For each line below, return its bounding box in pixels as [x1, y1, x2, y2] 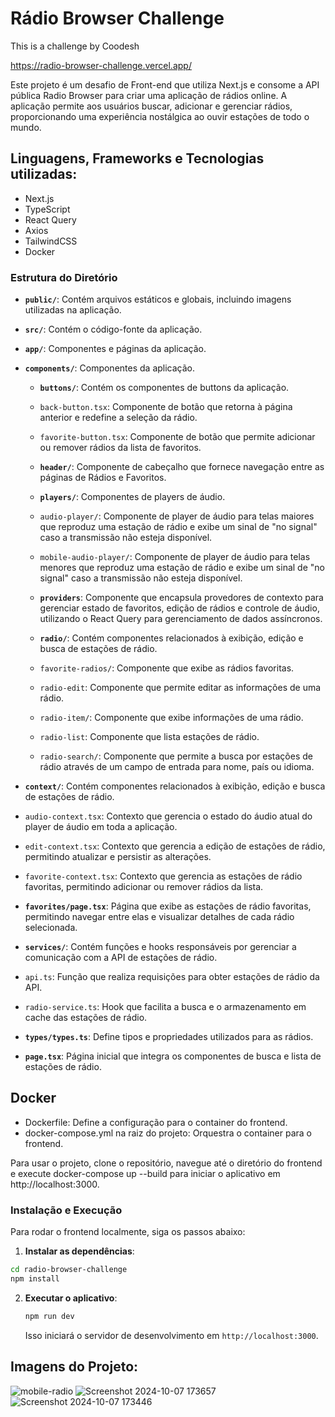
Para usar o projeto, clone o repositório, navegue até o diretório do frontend [10, 1157, 323, 1169]
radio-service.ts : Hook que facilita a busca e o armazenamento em [24, 1001, 307, 1013]
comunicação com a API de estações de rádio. [24, 952, 218, 964]
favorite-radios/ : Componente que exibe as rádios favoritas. [39, 662, 295, 674]
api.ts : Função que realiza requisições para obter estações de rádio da [24, 971, 320, 983]
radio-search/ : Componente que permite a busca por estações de [39, 750, 313, 762]
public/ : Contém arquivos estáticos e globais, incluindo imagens [24, 293, 292, 306]
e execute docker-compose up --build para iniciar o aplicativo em [10, 1167, 281, 1179]
